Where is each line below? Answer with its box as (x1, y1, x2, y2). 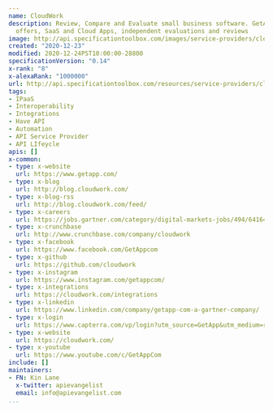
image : (8, 34, 31, 43)
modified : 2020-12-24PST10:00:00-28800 (8, 49, 144, 58)
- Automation (8, 125, 53, 133)
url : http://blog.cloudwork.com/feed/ (15, 200, 148, 208)
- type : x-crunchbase (8, 223, 82, 231)
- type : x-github (8, 253, 67, 261)
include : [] (8, 358, 49, 367)
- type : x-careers (8, 208, 71, 216)
